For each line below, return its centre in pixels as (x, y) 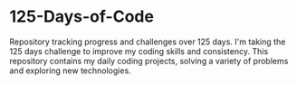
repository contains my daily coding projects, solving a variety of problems (149, 61)
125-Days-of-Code (81, 17)
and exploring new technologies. (70, 71)
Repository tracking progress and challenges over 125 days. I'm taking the (148, 42)
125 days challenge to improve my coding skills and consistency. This (139, 51)
